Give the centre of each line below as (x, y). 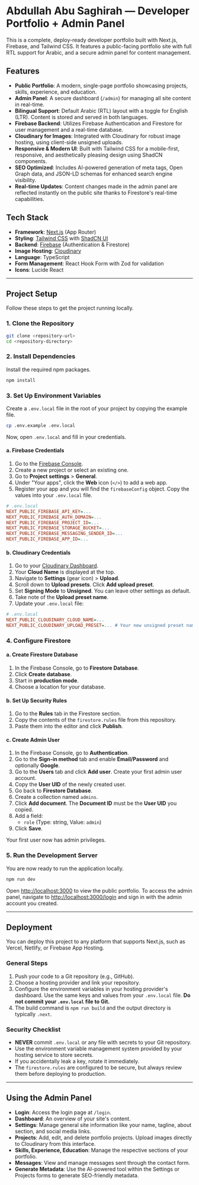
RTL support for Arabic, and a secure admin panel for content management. (99, 52)
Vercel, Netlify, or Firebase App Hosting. (55, 948)
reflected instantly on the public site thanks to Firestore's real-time (96, 192)
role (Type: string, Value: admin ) (62, 822)
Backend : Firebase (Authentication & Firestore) (72, 244)
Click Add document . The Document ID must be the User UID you (96, 803)
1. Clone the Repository (40, 323)
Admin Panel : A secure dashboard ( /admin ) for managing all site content (103, 98)
